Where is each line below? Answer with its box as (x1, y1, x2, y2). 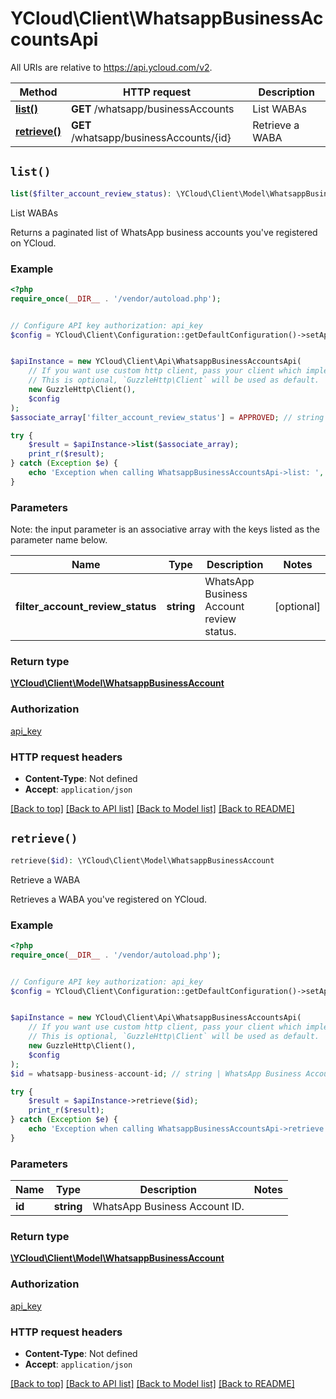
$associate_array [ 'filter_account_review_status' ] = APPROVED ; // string (10, 412, 325, 422)
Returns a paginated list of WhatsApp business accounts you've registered (10, 226, 318, 238)
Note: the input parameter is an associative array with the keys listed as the (10, 523, 320, 536)
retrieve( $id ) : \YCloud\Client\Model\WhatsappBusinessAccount (10, 855, 275, 866)
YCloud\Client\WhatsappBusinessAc (10, 7, 324, 30)
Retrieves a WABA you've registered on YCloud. (10, 893, 208, 905)
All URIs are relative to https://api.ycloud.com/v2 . (10, 61, 213, 73)
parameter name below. (10, 534, 108, 546)
